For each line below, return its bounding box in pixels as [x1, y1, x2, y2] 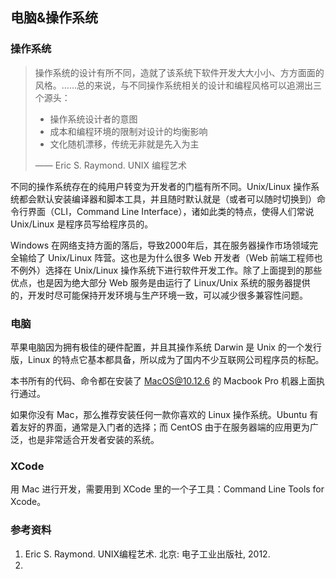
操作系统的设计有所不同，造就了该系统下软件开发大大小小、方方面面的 [34, 66, 325, 78]
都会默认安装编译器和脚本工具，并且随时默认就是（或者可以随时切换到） [18, 193, 317, 205]
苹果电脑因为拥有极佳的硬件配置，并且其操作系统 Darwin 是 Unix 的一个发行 [10, 341, 322, 353]
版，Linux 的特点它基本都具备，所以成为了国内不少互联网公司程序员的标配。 [10, 353, 325, 365]
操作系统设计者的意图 [49, 113, 138, 125]
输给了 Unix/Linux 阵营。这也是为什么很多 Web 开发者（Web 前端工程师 [18, 251, 315, 263]
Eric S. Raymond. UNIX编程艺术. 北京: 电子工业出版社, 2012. [24, 548, 271, 560]
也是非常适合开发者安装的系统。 [27, 433, 160, 445]
